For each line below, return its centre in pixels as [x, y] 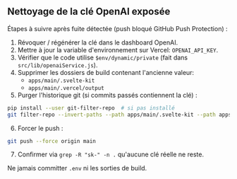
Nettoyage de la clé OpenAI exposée [89, 12]
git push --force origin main [52, 141]
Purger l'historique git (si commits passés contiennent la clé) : [107, 95]
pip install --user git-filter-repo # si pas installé [91, 108]
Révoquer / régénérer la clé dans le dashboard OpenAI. [98, 42]
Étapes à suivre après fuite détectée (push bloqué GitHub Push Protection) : [117, 28]
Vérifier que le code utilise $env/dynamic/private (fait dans [103, 57]
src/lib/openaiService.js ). [57, 65]
